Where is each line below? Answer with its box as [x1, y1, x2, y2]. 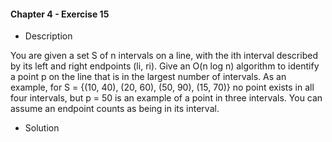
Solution [24, 122, 60, 134]
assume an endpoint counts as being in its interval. [10, 103, 220, 115]
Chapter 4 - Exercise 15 [10, 8, 110, 20]
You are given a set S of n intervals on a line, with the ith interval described [10, 50, 318, 62]
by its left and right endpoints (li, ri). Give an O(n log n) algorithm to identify [10, 60, 320, 72]
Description [24, 30, 73, 42]
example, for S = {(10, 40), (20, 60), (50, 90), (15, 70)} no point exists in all [10, 81, 315, 94]
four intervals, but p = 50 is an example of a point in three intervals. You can [10, 92, 323, 104]
